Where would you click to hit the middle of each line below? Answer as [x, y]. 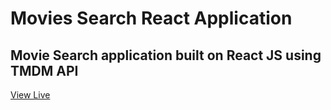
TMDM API [44, 70]
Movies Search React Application [151, 18]
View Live [30, 95]
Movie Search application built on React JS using [166, 55]
